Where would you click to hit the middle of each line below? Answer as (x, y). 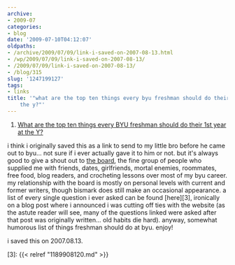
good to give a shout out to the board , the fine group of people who (105, 160)
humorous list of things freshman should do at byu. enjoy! (90, 227)
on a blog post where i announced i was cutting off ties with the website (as (116, 205)
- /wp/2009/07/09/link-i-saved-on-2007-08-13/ (76, 59)
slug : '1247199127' (36, 79)
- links (19, 92)
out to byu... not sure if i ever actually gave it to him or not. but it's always (113, 153)
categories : (24, 27)
